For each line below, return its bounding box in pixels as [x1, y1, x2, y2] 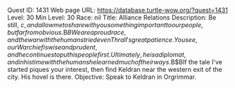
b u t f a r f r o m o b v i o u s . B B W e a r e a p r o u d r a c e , [7, 28, 127, 36]
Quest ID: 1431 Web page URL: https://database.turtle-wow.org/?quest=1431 [7, 6, 229, 14]
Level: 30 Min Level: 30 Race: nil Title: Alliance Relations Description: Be [7, 13, 217, 22]
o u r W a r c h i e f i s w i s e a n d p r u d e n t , [7, 43, 98, 51]
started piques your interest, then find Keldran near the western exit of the [7, 66, 223, 73]
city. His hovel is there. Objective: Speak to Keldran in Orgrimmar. [7, 73, 197, 81]
